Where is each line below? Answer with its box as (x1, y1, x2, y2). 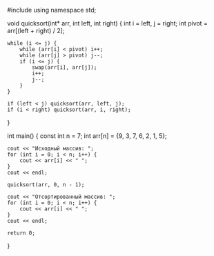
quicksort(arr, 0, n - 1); (7, 181, 85, 188)
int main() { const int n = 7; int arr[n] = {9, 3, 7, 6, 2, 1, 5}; (7, 132, 167, 140)
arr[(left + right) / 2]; (7, 27, 65, 35)
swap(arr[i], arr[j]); (32, 64, 97, 71)
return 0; (7, 230, 36, 237)
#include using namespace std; (7, 6, 97, 14)
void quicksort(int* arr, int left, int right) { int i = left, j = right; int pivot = (7, 19, 208, 27)
